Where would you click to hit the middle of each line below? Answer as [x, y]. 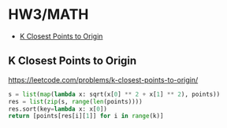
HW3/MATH [48, 15]
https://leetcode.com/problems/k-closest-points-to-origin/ [103, 79]
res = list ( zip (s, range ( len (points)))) [76, 101]
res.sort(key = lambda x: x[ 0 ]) [58, 109]
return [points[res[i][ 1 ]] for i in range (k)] [86, 116]
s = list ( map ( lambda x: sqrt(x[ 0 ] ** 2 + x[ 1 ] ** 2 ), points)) [114, 94]
